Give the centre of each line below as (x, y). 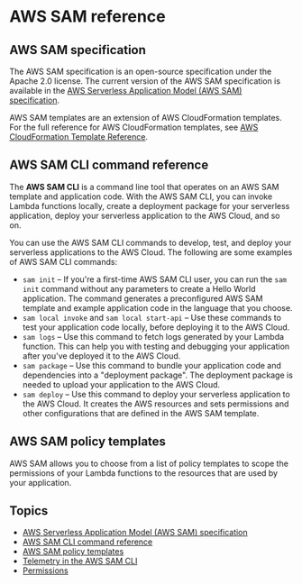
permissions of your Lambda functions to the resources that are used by (143, 473)
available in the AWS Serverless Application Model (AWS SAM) (126, 91)
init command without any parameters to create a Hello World (139, 288)
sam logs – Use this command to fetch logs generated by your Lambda (153, 336)
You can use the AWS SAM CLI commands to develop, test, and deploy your (151, 242)
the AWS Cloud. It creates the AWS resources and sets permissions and (156, 404)
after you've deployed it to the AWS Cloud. (101, 356)
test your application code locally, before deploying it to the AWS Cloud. (156, 327)
